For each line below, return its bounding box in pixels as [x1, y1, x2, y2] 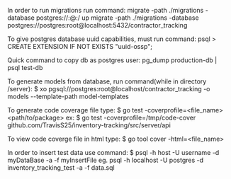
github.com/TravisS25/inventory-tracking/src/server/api [7, 121, 171, 129]
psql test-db [7, 64, 43, 71]
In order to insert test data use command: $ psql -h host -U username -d [7, 149, 220, 156]
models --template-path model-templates [7, 92, 130, 100]
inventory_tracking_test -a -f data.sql [7, 163, 115, 172]
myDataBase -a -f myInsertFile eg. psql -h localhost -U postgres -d [7, 156, 204, 164]
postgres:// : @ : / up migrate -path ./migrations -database [36, 13, 200, 22]
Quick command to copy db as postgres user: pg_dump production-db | [7, 56, 218, 64]
